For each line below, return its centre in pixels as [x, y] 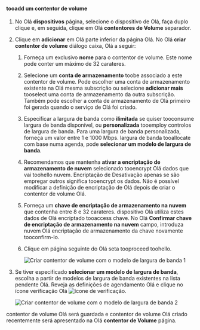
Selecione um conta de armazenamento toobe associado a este [103, 75]
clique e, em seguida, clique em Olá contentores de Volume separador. [103, 28]
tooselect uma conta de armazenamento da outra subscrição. [99, 94]
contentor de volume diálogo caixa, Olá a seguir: [75, 46]
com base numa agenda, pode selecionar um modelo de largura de [107, 144]
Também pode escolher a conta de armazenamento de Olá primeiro [107, 101]
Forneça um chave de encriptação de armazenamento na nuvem [105, 206]
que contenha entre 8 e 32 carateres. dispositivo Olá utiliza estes [104, 212]
